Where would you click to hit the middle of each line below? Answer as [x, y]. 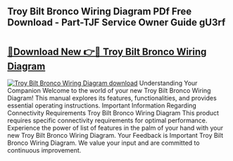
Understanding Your [168, 83]
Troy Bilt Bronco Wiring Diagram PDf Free [100, 12]
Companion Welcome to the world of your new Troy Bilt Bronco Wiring [109, 90]
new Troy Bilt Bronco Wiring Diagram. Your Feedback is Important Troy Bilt [115, 135]
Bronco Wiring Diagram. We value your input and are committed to [103, 143]
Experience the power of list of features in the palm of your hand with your [115, 128]
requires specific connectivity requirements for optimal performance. [107, 120]
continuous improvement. [44, 150]
